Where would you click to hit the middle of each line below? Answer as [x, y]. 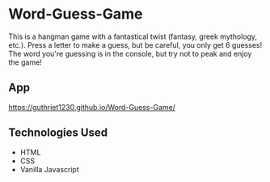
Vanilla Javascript [49, 169]
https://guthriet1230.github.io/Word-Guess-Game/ [92, 107]
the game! [25, 62]
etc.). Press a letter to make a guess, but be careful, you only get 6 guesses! [135, 44]
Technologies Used [58, 133]
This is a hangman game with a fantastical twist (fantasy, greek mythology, [133, 36]
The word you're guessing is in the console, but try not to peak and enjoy [130, 53]
